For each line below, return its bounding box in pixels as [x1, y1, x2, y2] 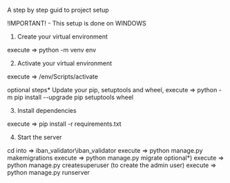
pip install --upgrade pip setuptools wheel [14, 93, 133, 101]
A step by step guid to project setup [7, 6, 109, 14]
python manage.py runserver [7, 169, 90, 176]
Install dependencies [17, 107, 77, 114]
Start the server [17, 133, 62, 141]
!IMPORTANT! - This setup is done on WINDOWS [7, 19, 146, 27]
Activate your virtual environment [17, 59, 113, 67]
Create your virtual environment [17, 32, 108, 41]
